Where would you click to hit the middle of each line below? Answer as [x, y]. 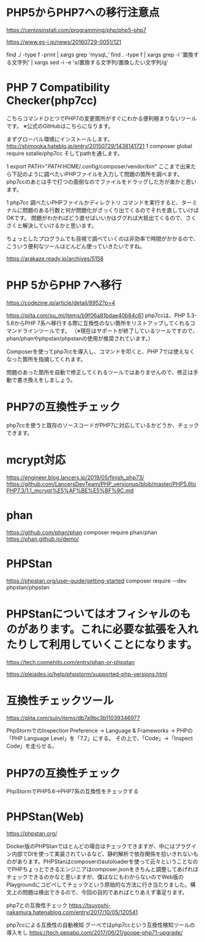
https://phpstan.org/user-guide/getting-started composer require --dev [96, 581]
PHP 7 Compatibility [58, 88]
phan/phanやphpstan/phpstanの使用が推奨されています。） [80, 338]
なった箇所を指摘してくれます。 [46, 359]
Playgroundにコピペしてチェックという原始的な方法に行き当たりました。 [99, 885]
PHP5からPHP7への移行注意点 [83, 13]
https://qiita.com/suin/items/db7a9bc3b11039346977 [73, 718]
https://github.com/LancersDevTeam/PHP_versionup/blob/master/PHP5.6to [101, 484]
